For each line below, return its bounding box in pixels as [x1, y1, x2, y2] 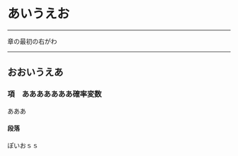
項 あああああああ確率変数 [7, 89, 102, 99]
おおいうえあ [7, 66, 64, 78]
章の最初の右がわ [7, 37, 57, 45]
